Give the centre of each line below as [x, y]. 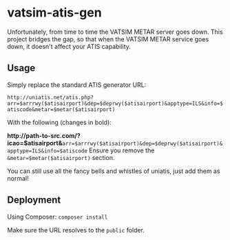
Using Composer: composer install [57, 217]
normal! [18, 178]
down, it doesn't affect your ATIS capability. [69, 46]
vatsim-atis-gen [54, 13]
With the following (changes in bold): [59, 122]
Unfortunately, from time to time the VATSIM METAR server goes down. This [115, 32]
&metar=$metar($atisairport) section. [61, 157]
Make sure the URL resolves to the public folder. [76, 230]
